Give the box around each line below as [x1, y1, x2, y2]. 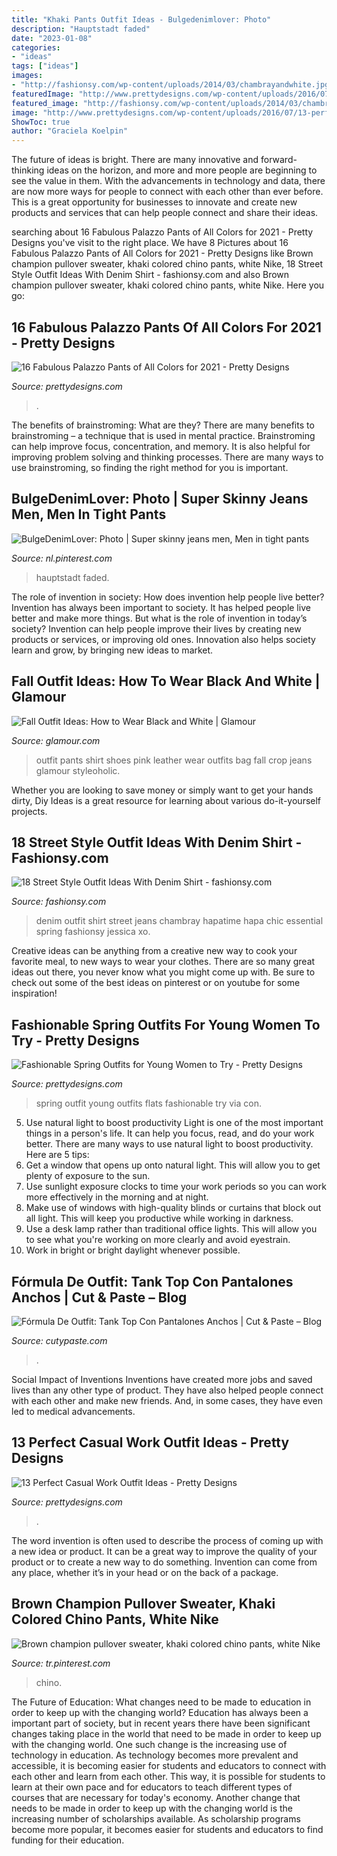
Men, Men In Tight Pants [11, 506, 167, 523]
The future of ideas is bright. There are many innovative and [11, 154, 259, 166]
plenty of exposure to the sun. [25, 1170, 151, 1182]
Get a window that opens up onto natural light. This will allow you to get [25, 1159, 321, 1171]
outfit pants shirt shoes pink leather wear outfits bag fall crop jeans [35, 754, 313, 766]
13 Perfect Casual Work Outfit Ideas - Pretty [11, 1434, 290, 1451]
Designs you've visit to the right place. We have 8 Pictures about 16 [11, 237, 289, 249]
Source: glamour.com [11, 734, 101, 746]
